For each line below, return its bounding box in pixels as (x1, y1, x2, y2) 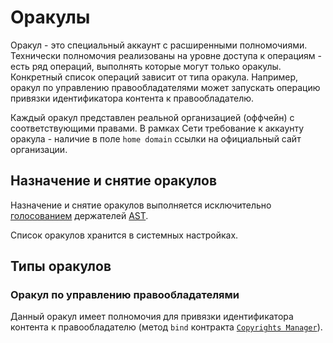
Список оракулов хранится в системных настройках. (10, 229, 239, 241)
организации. (10, 143, 68, 155)
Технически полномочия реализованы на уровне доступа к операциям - (10, 49, 323, 61)
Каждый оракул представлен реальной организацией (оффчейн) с (10, 111, 295, 123)
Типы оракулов (10, 258, 112, 275)
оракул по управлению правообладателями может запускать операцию (10, 81, 321, 93)
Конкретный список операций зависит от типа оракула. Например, (10, 71, 299, 83)
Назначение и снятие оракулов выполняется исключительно (10, 199, 272, 211)
